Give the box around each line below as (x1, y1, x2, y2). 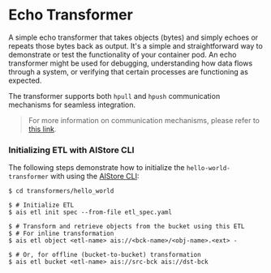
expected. (8, 75, 42, 85)
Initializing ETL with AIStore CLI (8, 144, 135, 156)
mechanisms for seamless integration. (8, 100, 136, 109)
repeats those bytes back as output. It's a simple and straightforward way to (8, 41, 264, 50)
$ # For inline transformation (8, 229, 114, 238)
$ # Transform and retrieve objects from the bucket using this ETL (8, 223, 245, 231)
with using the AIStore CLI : (49, 172, 140, 181)
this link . (28, 124, 57, 134)
